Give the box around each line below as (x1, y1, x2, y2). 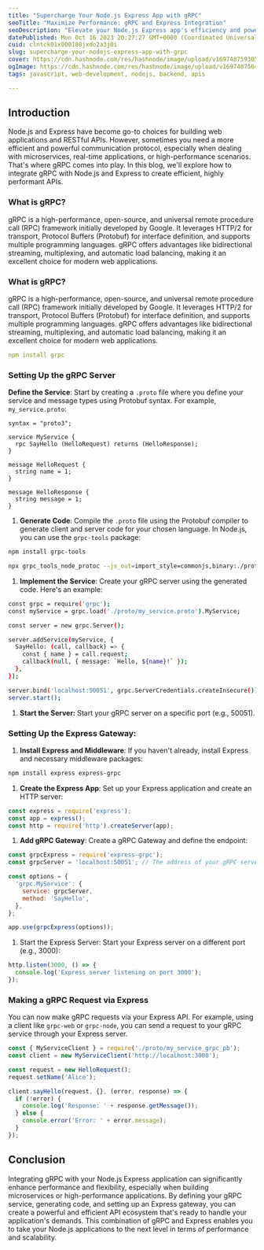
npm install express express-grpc (8, 769, 122, 777)
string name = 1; (15, 468, 72, 476)
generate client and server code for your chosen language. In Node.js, (19, 524, 247, 534)
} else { (15, 1109, 44, 1118)
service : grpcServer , (22, 887, 93, 895)
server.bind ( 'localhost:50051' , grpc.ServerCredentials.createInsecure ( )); (8, 686, 262, 694)
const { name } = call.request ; (22, 650, 128, 658)
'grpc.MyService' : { (15, 880, 82, 888)
